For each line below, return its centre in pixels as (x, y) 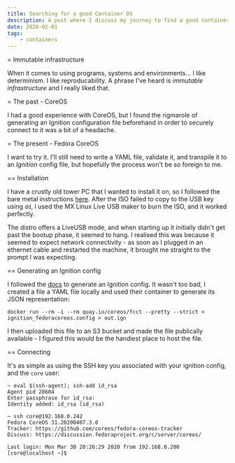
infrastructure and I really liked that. (59, 88)
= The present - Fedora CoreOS (53, 143)
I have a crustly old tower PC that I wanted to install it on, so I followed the (114, 192)
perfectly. (21, 214)
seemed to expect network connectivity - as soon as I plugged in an (105, 243)
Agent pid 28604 (31, 392)
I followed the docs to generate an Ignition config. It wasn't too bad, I (107, 285)
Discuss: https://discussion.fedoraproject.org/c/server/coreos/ (104, 435)
